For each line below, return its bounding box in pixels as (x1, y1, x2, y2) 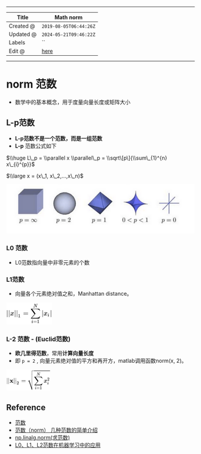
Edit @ (8, 47, 25, 55)
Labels (8, 39, 26, 46)
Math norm (54, 13, 83, 21)
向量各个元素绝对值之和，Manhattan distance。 (14, 290, 133, 297)
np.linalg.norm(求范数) (14, 434, 71, 441)
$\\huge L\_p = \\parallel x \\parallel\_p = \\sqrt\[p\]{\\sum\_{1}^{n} (6, 154, 167, 161)
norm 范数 (6, 77, 57, 91)
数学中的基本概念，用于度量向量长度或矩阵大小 (14, 98, 130, 106)
